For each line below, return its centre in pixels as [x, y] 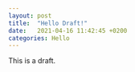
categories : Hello [39, 38]
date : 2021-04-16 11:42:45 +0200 [68, 30]
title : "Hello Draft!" [48, 23]
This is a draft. [32, 61]
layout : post [30, 16]
